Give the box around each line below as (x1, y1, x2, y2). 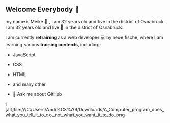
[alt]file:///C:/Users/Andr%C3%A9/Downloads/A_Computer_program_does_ (5, 106, 164, 112)
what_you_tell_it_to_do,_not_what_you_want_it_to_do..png (5, 112, 125, 118)
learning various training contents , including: (5, 41, 101, 47)
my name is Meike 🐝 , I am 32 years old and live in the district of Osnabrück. (5, 18, 165, 24)
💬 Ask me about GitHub (12, 91, 62, 97)
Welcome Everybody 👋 (5, 5, 79, 14)
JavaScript (12, 52, 36, 58)
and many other (12, 81, 46, 87)
